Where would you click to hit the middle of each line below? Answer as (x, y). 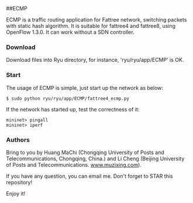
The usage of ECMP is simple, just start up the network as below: (85, 87)
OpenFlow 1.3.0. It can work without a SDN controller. (70, 32)
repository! (19, 182)
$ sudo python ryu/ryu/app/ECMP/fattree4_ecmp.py (68, 99)
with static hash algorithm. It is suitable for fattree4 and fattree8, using (91, 26)
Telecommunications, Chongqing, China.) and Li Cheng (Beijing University (95, 158)
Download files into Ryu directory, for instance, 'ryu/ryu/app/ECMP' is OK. (95, 60)
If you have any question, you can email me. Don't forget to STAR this (90, 176)
